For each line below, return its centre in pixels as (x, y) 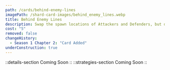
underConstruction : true (31, 48)
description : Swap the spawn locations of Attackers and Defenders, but (83, 24)
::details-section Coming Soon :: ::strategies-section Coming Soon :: (76, 62)
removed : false (21, 33)
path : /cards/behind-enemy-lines (40, 10)
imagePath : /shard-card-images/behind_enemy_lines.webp (65, 15)
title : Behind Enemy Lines (34, 19)
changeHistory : (21, 39)
